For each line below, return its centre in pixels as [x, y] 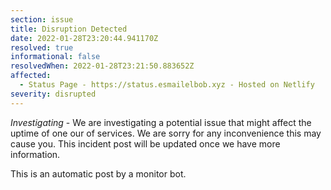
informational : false [55, 57]
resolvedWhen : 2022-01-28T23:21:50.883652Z [102, 66]
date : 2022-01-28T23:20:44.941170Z [84, 38]
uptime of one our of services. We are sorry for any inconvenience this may [166, 133]
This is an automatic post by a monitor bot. [98, 173]
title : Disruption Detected [69, 29]
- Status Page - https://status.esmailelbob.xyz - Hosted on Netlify [167, 85]
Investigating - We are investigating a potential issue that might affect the [161, 122]
